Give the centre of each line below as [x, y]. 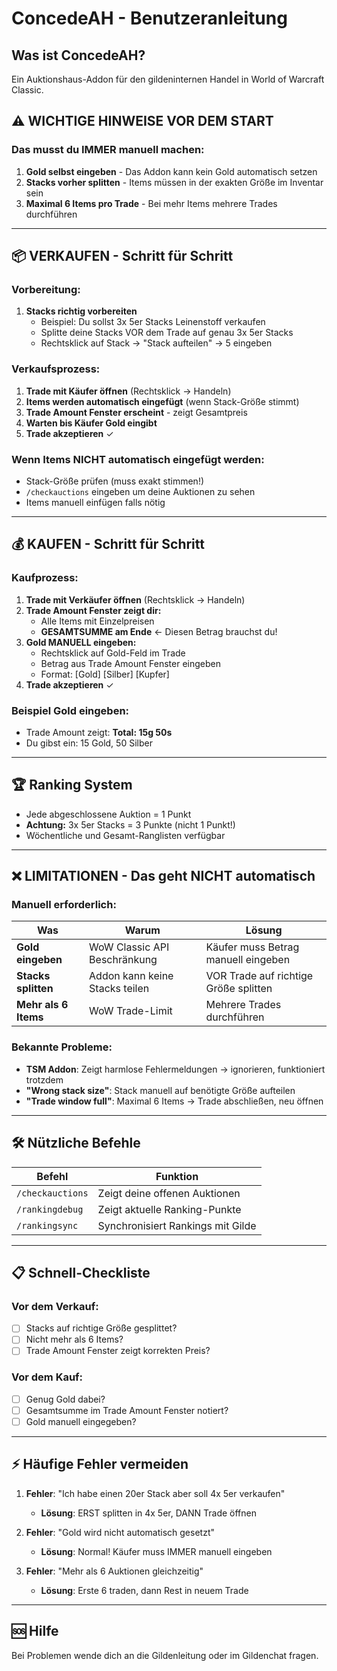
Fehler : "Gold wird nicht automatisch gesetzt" [120, 1532]
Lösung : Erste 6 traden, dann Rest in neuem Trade [144, 1590]
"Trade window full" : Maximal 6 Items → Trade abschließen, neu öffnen [174, 1101]
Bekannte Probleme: [62, 1047]
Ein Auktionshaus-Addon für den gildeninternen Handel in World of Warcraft [168, 79]
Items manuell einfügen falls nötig [95, 502]
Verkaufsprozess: [56, 369]
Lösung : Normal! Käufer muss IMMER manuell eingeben [156, 1551]
